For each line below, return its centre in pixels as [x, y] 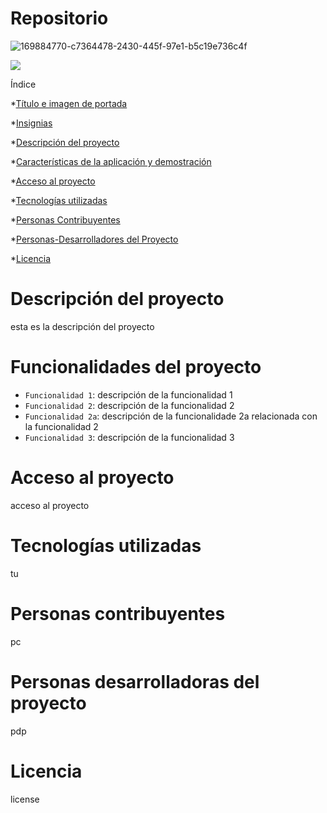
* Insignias [31, 123]
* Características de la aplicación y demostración [111, 161]
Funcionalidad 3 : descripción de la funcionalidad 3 [129, 437]
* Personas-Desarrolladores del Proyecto [94, 239]
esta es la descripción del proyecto [82, 326]
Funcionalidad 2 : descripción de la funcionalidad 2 [129, 405]
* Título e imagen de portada [69, 103]
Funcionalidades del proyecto [136, 367]
